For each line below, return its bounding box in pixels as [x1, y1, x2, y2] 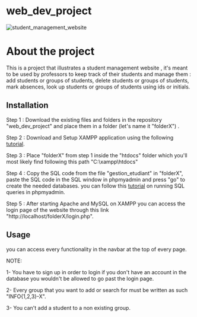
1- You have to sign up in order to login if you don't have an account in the [6, 268, 187, 275]
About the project [6, 45, 95, 58]
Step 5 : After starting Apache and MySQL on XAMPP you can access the [6, 200, 186, 207]
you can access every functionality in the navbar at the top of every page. [6, 245, 187, 253]
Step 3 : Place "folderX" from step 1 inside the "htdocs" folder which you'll [6, 151, 188, 158]
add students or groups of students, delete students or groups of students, [6, 77, 189, 84]
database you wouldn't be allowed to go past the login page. [6, 275, 154, 282]
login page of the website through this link [6, 206, 109, 213]
